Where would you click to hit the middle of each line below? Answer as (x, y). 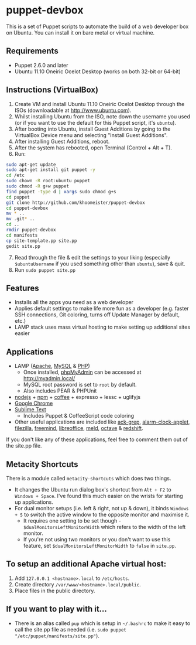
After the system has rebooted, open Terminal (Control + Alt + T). (93, 148)
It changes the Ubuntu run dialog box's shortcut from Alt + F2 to (93, 489)
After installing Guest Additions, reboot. (62, 141)
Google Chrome (34, 403)
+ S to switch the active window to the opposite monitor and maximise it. (102, 514)
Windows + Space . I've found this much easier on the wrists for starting (99, 496)
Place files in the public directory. (55, 591)
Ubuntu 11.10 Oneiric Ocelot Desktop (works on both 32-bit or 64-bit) (98, 71)
